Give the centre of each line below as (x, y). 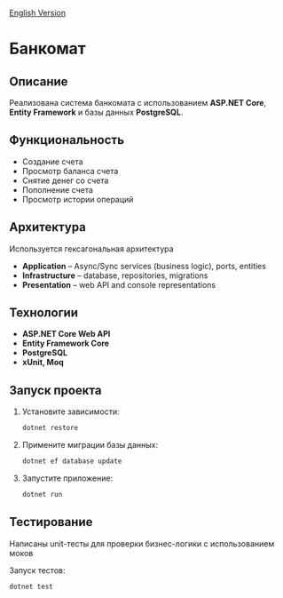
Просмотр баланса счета (70, 171)
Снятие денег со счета (65, 180)
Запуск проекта (55, 390)
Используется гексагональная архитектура (92, 249)
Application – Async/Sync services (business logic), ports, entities (144, 266)
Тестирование (51, 522)
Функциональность (67, 140)
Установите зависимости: (71, 411)
